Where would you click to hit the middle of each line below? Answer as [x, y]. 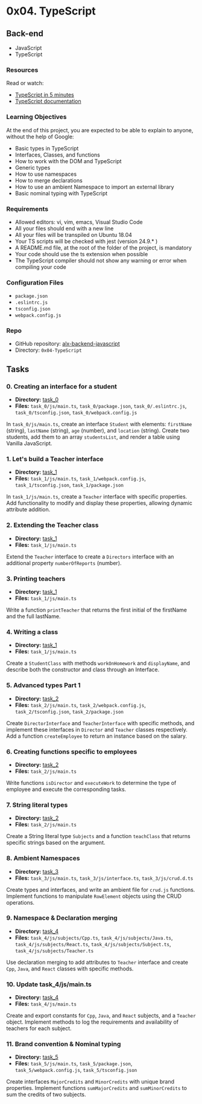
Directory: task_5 [36, 1057]
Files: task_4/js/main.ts [46, 1004]
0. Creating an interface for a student [62, 386]
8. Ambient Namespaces [43, 858]
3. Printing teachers [36, 578]
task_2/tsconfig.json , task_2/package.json [69, 711]
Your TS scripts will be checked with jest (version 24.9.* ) [86, 241]
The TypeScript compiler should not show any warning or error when [101, 260]
